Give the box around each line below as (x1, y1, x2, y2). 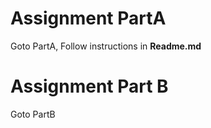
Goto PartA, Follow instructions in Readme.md (10, 40, 202, 52)
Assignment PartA (10, 7, 167, 30)
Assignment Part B (10, 75, 169, 98)
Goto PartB (10, 108, 56, 120)
